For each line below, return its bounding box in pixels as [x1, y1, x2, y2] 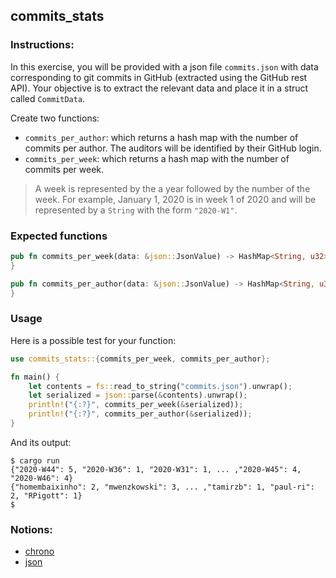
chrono [24, 545, 55, 558]
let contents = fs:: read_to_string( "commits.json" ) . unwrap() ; [28, 381, 293, 391]
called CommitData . [10, 92, 86, 104]
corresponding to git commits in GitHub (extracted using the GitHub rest [10, 71, 308, 83]
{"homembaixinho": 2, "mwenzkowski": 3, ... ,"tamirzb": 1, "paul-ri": [10, 482, 315, 492]
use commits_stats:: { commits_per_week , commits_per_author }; [10, 354, 271, 364]
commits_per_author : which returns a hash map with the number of [24, 131, 299, 143]
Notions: [10, 522, 53, 536]
